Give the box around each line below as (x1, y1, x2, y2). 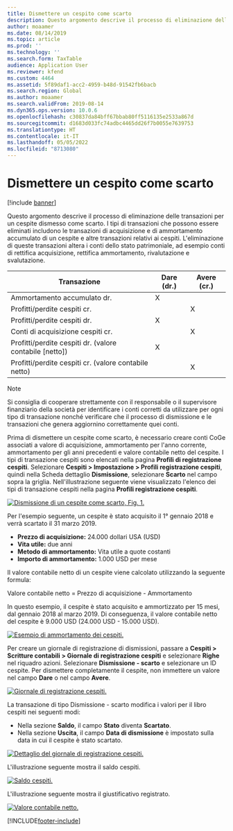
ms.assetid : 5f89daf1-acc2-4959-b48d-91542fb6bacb (7, 81, 157, 88)
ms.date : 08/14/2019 (7, 29, 67, 37)
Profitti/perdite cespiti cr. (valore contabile (10, 358, 148, 368)
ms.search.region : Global (7, 87, 82, 94)
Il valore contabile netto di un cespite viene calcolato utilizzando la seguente (7, 568, 225, 576)
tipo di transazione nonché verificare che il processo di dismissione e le (7, 412, 212, 420)
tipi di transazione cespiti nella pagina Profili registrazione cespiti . (7, 485, 198, 493)
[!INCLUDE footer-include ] (7, 816, 81, 825)
